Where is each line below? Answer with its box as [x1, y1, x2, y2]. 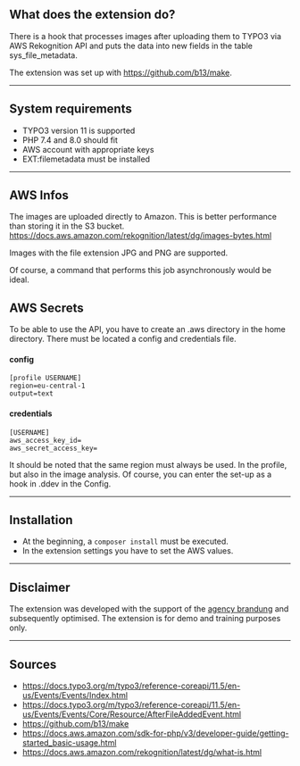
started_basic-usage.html [21, 737, 117, 748]
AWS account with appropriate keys [21, 144, 154, 154]
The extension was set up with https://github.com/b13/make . [9, 67, 232, 78]
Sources [9, 656, 57, 672]
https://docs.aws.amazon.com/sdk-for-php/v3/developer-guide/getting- [21, 728, 289, 739]
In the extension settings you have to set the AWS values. [21, 545, 234, 556]
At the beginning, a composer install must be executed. [21, 536, 229, 547]
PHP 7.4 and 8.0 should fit [21, 134, 119, 146]
